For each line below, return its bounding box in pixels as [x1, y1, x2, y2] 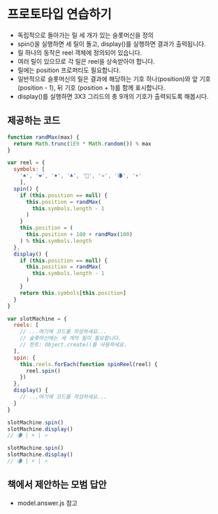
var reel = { [7, 159, 45, 167]
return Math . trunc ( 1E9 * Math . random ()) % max [13, 140, 152, 147]
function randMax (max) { [7, 134, 80, 141]
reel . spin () [25, 367, 61, 375]
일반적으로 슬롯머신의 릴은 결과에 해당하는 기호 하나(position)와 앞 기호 [17, 74, 211, 83]
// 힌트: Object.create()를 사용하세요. [20, 341, 127, 348]
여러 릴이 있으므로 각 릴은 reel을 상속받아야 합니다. [17, 57, 155, 65]
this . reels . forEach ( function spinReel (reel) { [20, 361, 158, 368]
